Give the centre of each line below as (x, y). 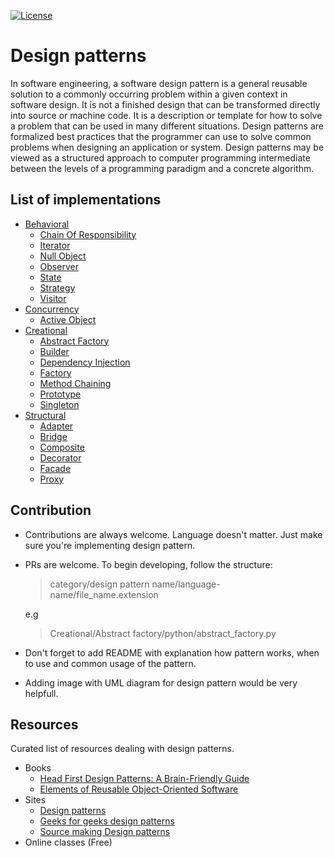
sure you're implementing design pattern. (110, 545)
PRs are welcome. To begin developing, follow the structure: (148, 564)
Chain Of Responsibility (88, 234)
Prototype (60, 394)
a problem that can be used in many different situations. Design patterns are (167, 126)
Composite (62, 447)
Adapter (56, 426)
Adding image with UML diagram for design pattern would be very (161, 682)
